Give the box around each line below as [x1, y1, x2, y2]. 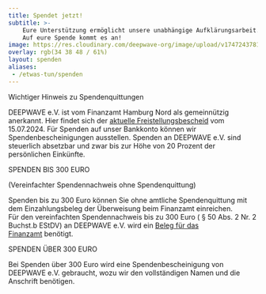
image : [8, 41, 30, 49]
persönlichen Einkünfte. [8, 149, 85, 159]
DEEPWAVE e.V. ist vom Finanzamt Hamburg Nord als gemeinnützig [8, 107, 230, 117]
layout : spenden [8, 56, 62, 64]
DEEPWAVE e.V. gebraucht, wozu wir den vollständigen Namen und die [8, 268, 241, 277]
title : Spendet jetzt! [8, 11, 83, 20]
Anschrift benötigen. [8, 276, 75, 285]
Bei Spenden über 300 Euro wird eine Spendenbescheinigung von [8, 259, 224, 269]
